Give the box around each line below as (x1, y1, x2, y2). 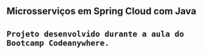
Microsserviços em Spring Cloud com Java (6, 5, 197, 17)
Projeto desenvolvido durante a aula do (6, 29, 185, 38)
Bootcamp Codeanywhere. (6, 38, 110, 47)
